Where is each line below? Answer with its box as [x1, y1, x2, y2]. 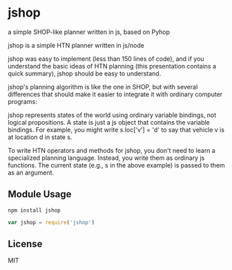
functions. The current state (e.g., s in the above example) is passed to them [8, 161, 225, 169]
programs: [8, 97, 37, 105]
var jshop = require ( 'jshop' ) [8, 219, 95, 226]
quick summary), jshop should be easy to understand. [8, 69, 162, 78]
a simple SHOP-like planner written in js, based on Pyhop [8, 28, 171, 36]
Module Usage [8, 188, 72, 200]
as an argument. [8, 168, 55, 177]
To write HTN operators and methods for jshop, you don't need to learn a [8, 146, 216, 154]
